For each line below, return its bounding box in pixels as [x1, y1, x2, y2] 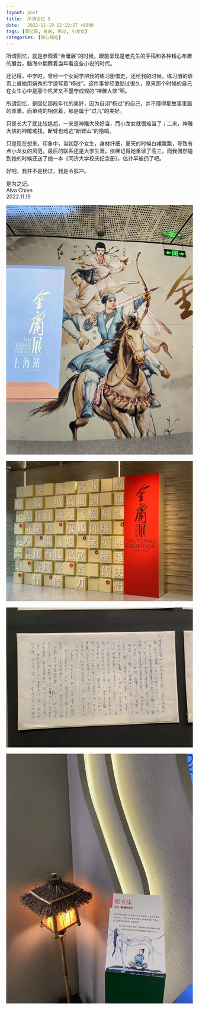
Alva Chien [6, 187, 33, 194]
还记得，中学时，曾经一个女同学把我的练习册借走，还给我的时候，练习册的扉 [6, 72, 193, 80]
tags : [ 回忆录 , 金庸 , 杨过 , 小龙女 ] [6, 29, 88, 34]
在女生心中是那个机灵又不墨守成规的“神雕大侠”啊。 [6, 87, 130, 94]
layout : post [6, 10, 38, 15]
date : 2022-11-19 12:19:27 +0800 [6, 22, 94, 28]
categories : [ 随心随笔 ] [6, 34, 61, 41]
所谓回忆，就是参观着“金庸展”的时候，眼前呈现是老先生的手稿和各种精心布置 [6, 52, 192, 59]
